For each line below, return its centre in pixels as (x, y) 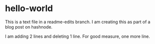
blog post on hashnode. (29, 27)
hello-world (29, 8)
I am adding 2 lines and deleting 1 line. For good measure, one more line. (77, 36)
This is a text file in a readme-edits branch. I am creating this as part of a (78, 22)
